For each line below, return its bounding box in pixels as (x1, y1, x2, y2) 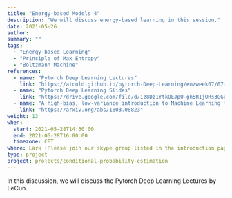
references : (7, 68, 41, 75)
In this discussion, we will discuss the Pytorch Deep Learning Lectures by (7, 177, 216, 185)
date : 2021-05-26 (7, 23, 57, 30)
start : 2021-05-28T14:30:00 (13, 126, 95, 132)
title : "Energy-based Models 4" (7, 10, 100, 17)
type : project (7, 151, 48, 159)
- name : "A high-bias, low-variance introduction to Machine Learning (13, 100, 221, 107)
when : (7, 119, 23, 126)
